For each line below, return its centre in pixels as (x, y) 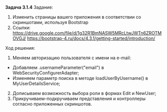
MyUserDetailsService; (36, 83)
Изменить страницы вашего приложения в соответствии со (77, 17)
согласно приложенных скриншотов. (52, 104)
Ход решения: (20, 48)
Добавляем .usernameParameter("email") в (58, 68)
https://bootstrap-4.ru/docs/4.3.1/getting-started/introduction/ (91, 38)
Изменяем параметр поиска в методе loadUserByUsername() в (80, 78)
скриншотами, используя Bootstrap (50, 22)
